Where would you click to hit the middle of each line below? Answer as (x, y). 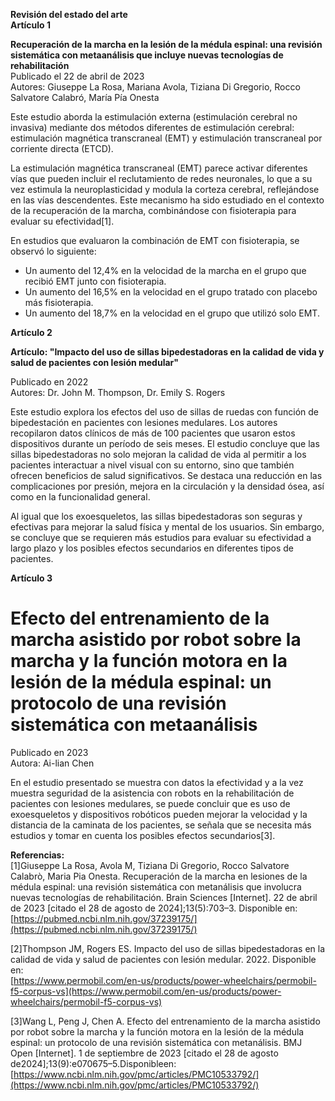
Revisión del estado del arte (69, 14)
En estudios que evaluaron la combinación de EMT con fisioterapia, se (155, 240)
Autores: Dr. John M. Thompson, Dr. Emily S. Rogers (118, 392)
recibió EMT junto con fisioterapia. (95, 281)
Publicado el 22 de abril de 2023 (77, 76)
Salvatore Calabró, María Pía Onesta (85, 97)
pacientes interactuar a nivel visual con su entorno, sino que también (152, 465)
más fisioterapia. (59, 302)
